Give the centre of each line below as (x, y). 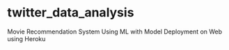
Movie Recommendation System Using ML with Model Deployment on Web (115, 32)
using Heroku (26, 38)
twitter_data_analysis (71, 13)
